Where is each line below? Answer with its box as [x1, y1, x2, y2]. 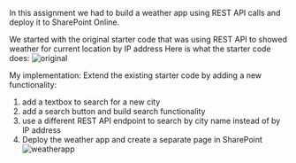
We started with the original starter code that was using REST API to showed [9, 35, 288, 44]
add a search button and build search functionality [21, 106, 206, 116]
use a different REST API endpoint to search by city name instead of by [21, 115, 281, 126]
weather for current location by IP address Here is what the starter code [9, 43, 271, 54]
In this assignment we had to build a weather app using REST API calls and [9, 8, 281, 18]
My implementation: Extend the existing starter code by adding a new [9, 70, 262, 81]
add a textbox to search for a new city [21, 97, 161, 107]
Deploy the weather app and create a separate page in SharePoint [21, 135, 263, 144]
